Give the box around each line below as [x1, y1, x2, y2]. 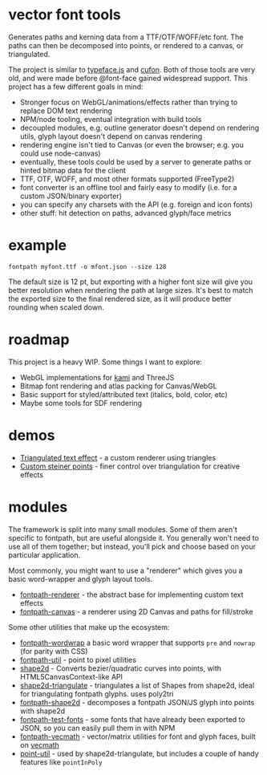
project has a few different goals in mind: [8, 82, 144, 91]
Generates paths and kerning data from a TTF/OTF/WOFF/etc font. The [8, 32, 244, 42]
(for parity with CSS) [19, 646, 88, 655]
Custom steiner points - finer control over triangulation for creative [19, 461, 241, 471]
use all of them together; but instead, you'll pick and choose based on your [8, 542, 257, 551]
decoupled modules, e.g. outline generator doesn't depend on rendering [19, 123, 259, 132]
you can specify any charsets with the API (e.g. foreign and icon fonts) [19, 199, 253, 209]
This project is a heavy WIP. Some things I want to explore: [8, 357, 203, 367]
